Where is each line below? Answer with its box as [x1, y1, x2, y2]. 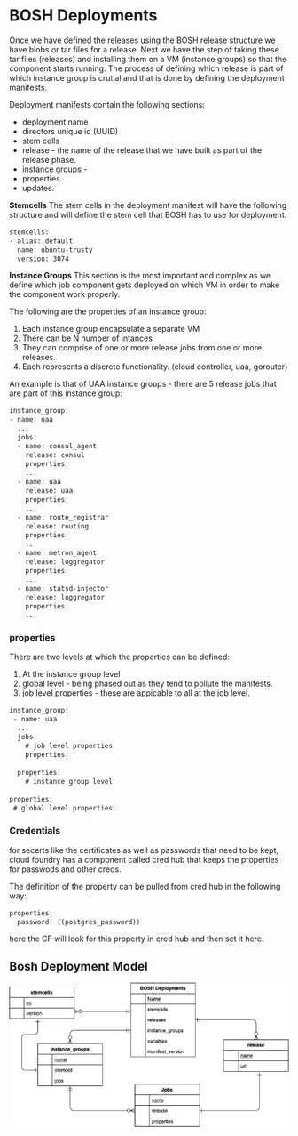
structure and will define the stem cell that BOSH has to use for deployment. [9, 209, 287, 220]
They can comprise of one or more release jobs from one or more [21, 342, 263, 352]
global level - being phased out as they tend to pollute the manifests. [21, 678, 273, 689]
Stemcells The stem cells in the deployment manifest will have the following [9, 199, 287, 210]
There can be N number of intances [21, 333, 153, 343]
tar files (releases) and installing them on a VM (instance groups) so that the [9, 53, 287, 64]
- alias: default [9, 237, 74, 246]
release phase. [21, 154, 77, 165]
